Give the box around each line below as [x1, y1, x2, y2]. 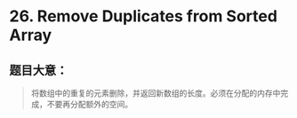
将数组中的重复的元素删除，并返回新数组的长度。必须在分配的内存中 [30, 88, 281, 98]
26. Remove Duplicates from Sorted [9, 6, 278, 27]
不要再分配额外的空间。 [46, 99, 133, 109]
